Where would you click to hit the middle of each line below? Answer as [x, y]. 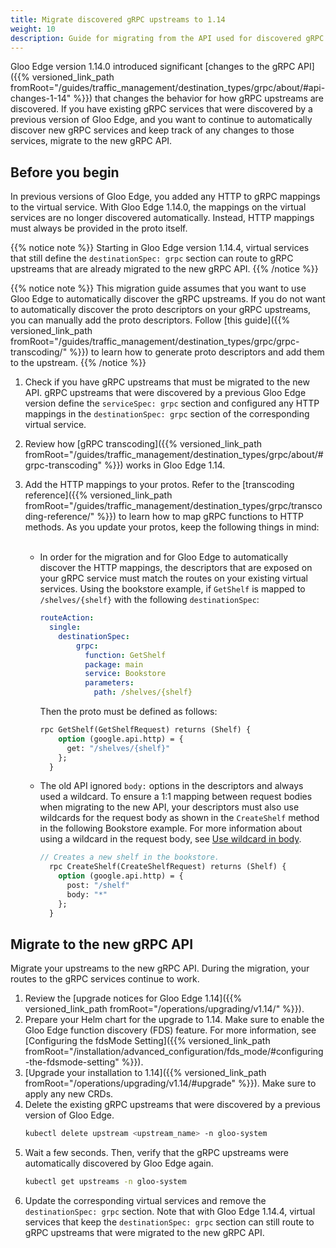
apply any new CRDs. [69, 1094]
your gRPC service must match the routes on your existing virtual [173, 578]
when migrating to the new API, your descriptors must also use [169, 807]
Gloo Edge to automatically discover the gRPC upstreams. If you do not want [168, 299]
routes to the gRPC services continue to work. [105, 979]
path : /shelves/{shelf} [143, 692]
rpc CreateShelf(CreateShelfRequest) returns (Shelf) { [167, 867]
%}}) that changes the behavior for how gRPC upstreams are [198, 98]
